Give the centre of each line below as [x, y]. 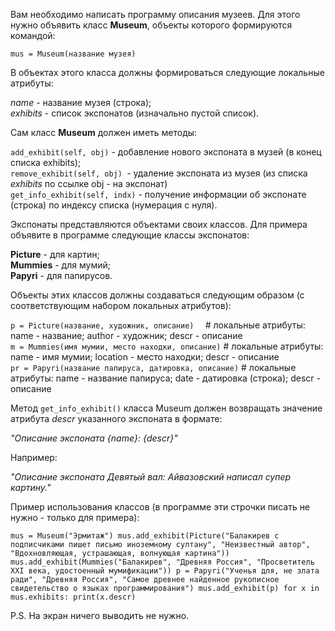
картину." [31, 487]
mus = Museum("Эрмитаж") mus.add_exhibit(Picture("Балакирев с [145, 536]
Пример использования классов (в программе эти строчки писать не [160, 507]
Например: [34, 457]
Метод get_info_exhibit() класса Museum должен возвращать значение [166, 408]
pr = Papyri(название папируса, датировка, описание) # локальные [153, 367]
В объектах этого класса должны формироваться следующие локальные [167, 72]
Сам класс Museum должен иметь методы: [104, 132]
